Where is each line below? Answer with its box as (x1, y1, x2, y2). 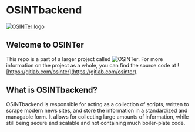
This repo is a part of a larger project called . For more (6, 55, 163, 62)
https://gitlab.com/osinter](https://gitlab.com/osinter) (8, 68, 137, 75)
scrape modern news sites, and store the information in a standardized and (6, 107, 188, 114)
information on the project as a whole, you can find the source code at (6, 62, 176, 69)
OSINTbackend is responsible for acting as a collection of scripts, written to (6, 100, 189, 107)
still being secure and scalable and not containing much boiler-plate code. (6, 119, 186, 126)
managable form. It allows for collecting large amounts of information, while (6, 113, 189, 120)
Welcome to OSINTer (6, 40, 84, 50)
